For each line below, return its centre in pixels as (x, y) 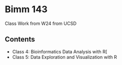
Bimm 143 (26, 9)
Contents (20, 39)
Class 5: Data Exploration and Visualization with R (65, 57)
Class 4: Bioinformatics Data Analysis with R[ (60, 51)
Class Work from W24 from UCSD (41, 23)
